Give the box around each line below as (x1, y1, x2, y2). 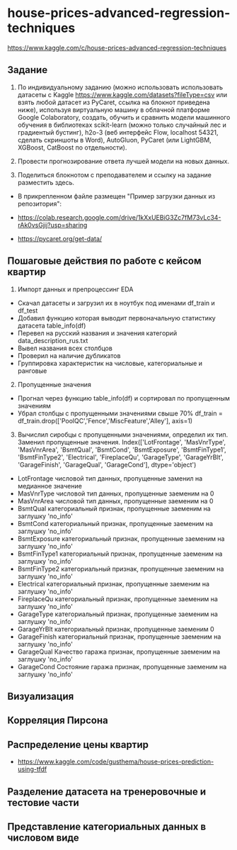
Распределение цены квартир (7, 739, 149, 751)
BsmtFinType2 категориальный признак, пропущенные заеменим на (17, 564, 224, 573)
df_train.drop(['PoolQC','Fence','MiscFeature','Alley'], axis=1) (17, 416, 193, 425)
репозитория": (17, 199, 62, 208)
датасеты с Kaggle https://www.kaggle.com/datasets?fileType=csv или (17, 90, 228, 99)
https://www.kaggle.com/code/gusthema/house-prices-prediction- (17, 757, 214, 766)
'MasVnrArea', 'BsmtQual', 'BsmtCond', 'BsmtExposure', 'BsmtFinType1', (17, 445, 226, 454)
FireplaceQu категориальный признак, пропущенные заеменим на (17, 594, 218, 603)
